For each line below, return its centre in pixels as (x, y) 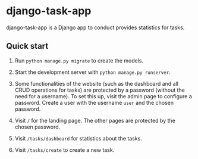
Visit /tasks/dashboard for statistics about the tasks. (78, 138)
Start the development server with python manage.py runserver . (92, 72)
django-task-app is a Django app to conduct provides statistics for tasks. (95, 27)
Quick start (27, 46)
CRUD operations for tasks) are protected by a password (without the (100, 90)
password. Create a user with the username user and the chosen (94, 102)
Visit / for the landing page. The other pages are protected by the (95, 120)
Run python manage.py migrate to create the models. (79, 60)
